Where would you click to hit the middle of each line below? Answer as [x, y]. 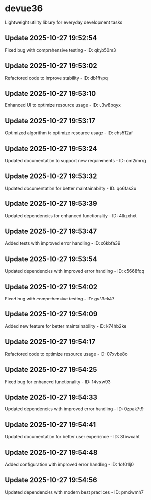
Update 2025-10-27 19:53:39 [51, 204]
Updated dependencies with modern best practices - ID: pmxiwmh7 [74, 492]
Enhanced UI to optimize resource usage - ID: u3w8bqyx [63, 105]
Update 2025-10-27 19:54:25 [51, 369]
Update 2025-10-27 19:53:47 [51, 232]
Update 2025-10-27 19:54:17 [50, 342]
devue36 [24, 9]
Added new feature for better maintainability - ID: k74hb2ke [66, 326]
